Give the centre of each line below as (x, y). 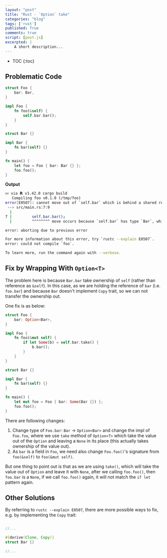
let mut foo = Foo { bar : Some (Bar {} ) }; (59, 402)
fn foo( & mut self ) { (35, 338)
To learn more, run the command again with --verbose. (63, 253)
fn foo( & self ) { (31, 111)
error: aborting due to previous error (46, 230)
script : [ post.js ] (24, 38)
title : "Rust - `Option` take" (38, 14)
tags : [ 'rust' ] (21, 24)
